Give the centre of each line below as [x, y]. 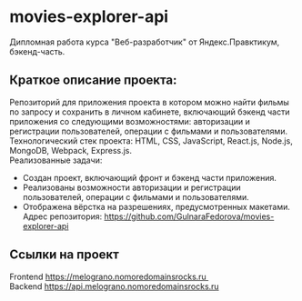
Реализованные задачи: [56, 160]
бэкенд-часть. [37, 51]
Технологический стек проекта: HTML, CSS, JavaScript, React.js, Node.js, [151, 140]
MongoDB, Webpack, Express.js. [71, 150]
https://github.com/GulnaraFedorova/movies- [189, 216]
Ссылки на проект [65, 255]
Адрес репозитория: [62, 216]
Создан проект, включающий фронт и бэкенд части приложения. [150, 177]
